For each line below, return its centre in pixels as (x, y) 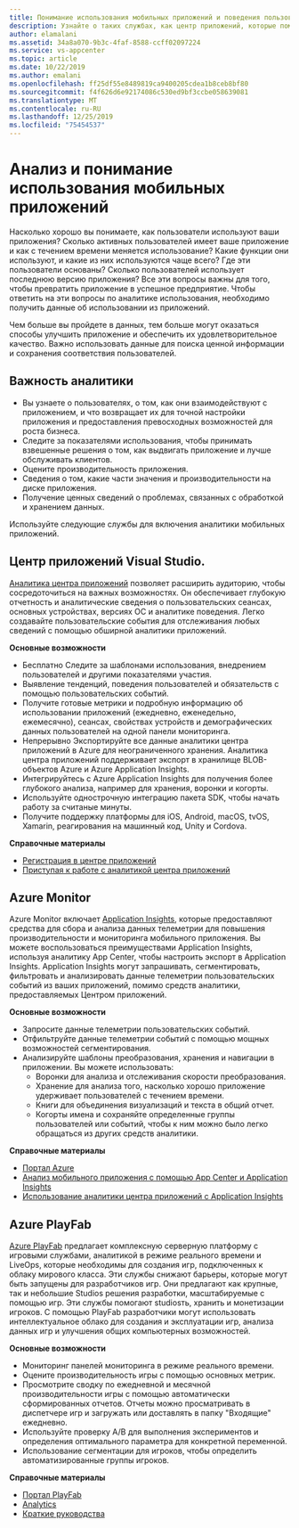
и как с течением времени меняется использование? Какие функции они (149, 250)
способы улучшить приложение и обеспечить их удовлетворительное (143, 334)
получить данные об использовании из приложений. (110, 307)
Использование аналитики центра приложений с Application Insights (153, 1197)
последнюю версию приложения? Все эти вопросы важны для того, (140, 279)
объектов (40, 769)
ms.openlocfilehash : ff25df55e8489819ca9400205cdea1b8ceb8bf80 (129, 84)
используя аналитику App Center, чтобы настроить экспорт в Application (148, 957)
